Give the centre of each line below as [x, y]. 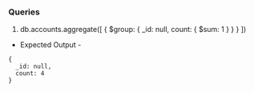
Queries [24, 12]
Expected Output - [50, 45]
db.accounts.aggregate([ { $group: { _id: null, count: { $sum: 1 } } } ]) [133, 30]
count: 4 [30, 74]
